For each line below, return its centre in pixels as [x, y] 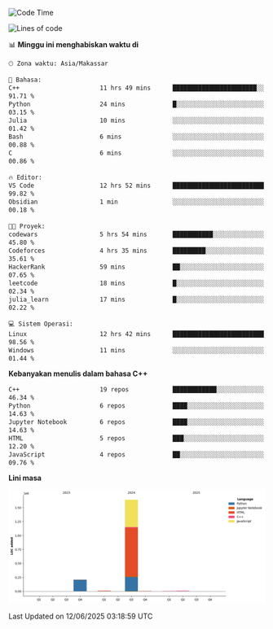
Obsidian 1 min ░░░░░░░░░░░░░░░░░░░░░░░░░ [136, 202]
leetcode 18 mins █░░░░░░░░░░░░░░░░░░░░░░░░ [136, 283]
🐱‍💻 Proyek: [27, 226]
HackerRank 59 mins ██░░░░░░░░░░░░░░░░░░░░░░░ [136, 267]
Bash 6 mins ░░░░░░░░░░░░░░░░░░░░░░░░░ [136, 137]
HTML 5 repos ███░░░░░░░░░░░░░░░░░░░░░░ [136, 439]
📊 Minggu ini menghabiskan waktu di [74, 44]
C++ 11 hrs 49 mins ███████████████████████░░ [136, 88]
